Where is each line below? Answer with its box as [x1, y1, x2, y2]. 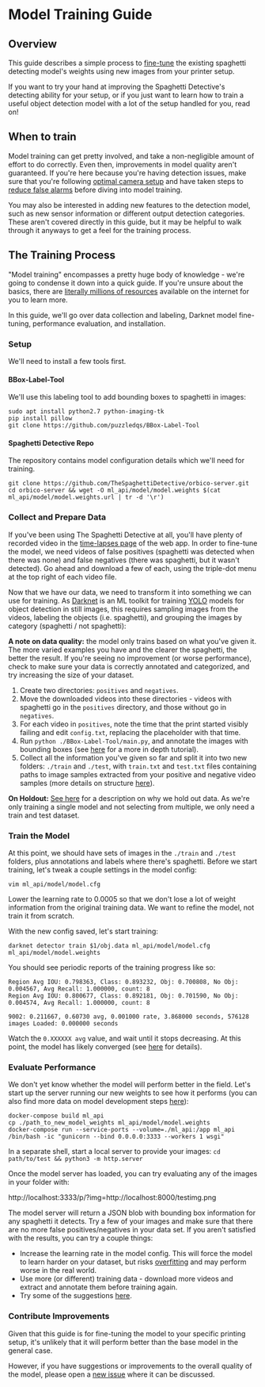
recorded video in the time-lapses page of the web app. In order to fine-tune [8, 538, 258, 548]
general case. [8, 1346, 53, 1355]
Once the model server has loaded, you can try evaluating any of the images [8, 1169, 258, 1178]
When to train [8, 130, 77, 144]
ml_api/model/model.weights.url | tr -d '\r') [8, 493, 165, 501]
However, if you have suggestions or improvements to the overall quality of [8, 1361, 252, 1370]
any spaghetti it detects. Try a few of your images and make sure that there [8, 1216, 253, 1226]
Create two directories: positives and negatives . [19, 685, 179, 695]
